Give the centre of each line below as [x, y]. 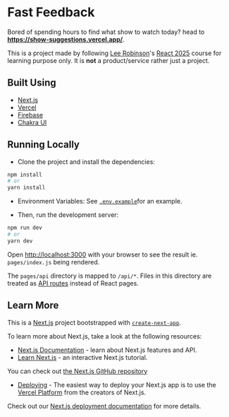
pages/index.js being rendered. [54, 262]
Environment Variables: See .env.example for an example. [100, 201]
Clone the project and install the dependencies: [86, 161]
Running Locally [43, 145]
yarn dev [20, 241]
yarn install [26, 188]
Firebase [30, 114]
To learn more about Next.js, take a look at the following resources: [105, 336]
